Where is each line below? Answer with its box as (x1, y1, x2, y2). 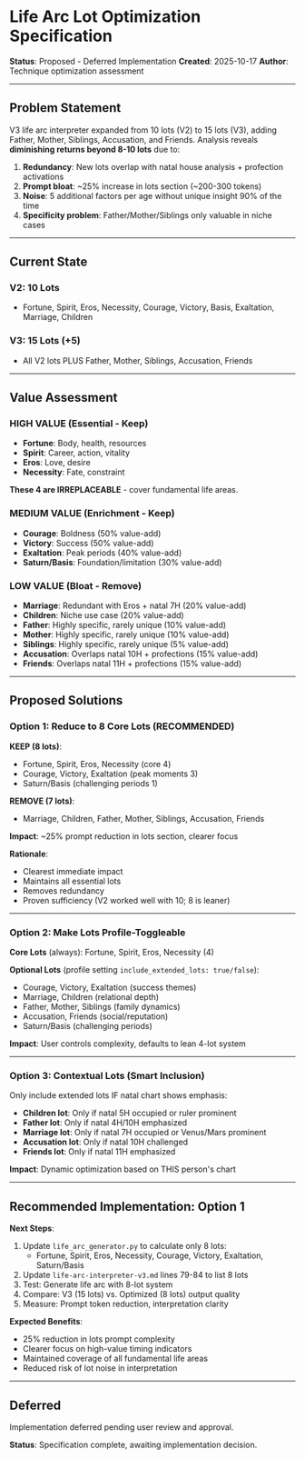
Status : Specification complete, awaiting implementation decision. (9, 1439, 258, 1450)
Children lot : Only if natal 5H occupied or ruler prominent (22, 1107, 238, 1119)
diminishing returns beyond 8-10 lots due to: (9, 144, 181, 155)
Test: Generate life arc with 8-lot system (22, 1279, 173, 1290)
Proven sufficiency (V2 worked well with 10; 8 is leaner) (22, 894, 231, 905)
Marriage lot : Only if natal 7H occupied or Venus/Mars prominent (22, 1127, 267, 1138)
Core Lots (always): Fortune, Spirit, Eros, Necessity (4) (9, 947, 215, 957)
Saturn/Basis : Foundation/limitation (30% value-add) (22, 556, 222, 567)
